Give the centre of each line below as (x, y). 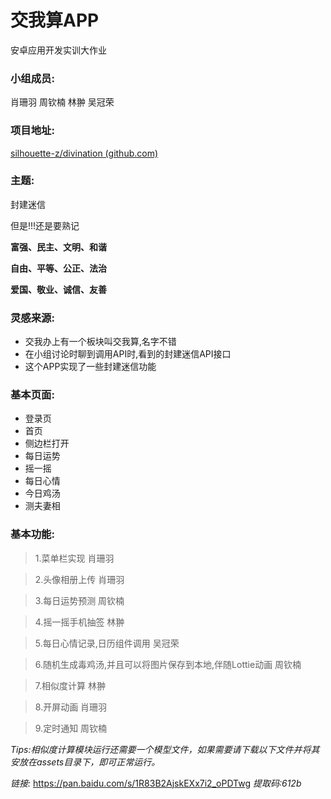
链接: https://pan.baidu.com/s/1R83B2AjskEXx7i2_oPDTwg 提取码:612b (156, 783)
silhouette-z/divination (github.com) (84, 153)
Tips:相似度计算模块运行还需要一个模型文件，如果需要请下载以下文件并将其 (165, 749)
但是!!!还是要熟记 (45, 225)
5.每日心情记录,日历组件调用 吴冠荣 (107, 643)
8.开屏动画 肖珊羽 (71, 707)
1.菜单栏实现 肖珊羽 (74, 558)
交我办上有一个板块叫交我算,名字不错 (100, 342)
